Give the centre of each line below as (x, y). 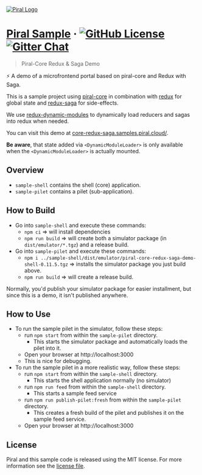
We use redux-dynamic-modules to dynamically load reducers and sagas (98, 114)
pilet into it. (47, 348)
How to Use (29, 314)
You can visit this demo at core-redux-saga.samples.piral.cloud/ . (87, 133)
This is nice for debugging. (58, 361)
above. (33, 270)
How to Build (31, 211)
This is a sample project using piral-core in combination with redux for (94, 96)
